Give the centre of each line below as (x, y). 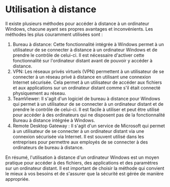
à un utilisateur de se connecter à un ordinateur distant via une (78, 131)
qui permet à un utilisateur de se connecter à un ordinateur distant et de (88, 104)
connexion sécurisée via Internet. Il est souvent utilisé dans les (78, 136)
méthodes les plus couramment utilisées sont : (54, 34)
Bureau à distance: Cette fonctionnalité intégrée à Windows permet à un (88, 44)
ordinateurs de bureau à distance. (48, 147)
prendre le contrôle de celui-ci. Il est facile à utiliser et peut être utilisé (86, 109)
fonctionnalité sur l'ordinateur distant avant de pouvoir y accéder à (82, 60)
